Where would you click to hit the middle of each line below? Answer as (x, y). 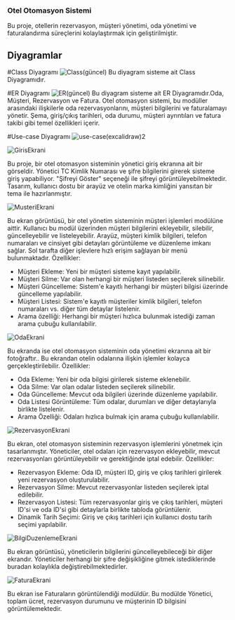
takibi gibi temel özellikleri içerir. (54, 123)
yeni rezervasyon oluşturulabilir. (63, 480)
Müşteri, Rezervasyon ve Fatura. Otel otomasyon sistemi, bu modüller (108, 101)
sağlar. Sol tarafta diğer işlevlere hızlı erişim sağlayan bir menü (98, 250)
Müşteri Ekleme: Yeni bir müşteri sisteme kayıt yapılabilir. (99, 271)
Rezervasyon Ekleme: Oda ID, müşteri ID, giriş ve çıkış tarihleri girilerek (120, 473)
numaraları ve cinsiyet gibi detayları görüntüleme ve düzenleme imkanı (109, 243)
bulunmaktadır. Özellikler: (44, 258)
